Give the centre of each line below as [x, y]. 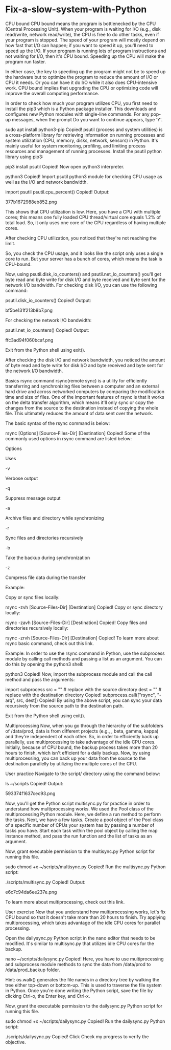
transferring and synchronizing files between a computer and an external [82, 386]
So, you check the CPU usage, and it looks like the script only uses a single [84, 253]
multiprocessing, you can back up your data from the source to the [76, 758]
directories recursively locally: [37, 628]
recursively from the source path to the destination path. [65, 705]
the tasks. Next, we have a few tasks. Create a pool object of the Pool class [84, 820]
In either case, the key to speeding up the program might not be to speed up [86, 71]
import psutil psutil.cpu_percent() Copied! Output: [57, 192]
